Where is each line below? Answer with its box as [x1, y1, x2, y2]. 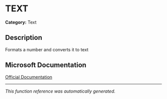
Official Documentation [5, 74, 53, 80]
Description [5, 33, 42, 42]
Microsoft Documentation [5, 61, 86, 69]
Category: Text [5, 19, 37, 25]
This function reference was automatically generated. [5, 88, 116, 94]
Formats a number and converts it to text [5, 46, 88, 52]
